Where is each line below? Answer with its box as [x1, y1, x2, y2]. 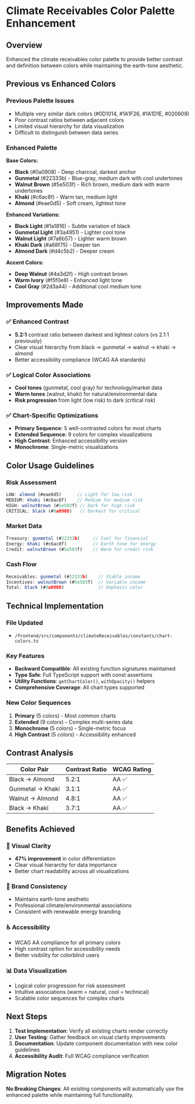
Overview [6, 40, 43, 50]
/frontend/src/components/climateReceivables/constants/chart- [14, 633, 173, 639]
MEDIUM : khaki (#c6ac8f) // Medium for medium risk [6, 497, 143, 503]
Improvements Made [6, 300, 84, 310]
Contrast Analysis [6, 748, 73, 758]
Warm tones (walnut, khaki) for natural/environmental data [14, 390, 157, 397]
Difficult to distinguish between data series [14, 128, 119, 136]
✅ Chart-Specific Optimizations [6, 411, 99, 419]
